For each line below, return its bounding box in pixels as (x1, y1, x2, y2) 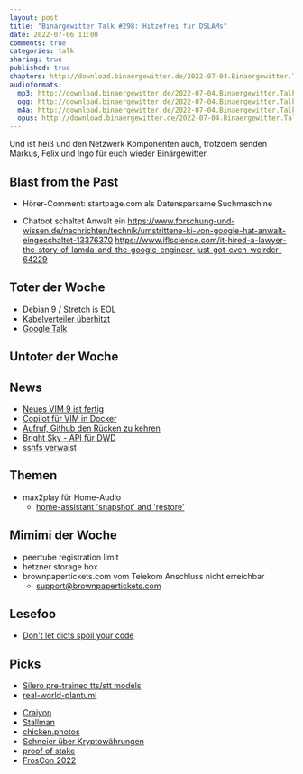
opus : (17, 114, 39, 123)
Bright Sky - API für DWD (22, 432, 116, 442)
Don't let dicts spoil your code (22, 630, 134, 641)
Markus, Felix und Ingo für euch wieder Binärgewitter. (9, 148, 209, 159)
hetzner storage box (22, 560, 98, 572)
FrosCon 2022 (22, 755, 77, 766)
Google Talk (22, 323, 68, 333)
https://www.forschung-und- (127, 215, 235, 226)
